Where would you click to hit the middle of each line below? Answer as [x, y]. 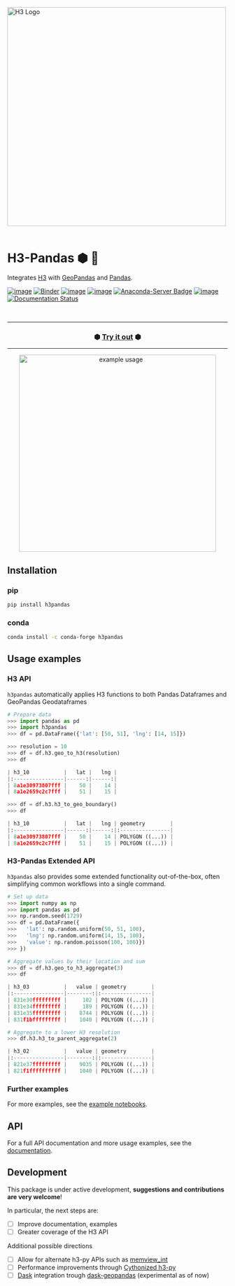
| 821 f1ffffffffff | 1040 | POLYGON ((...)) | [81, 1071]
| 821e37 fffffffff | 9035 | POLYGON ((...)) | [81, 1065]
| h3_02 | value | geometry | [81, 1051]
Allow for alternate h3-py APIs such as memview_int [92, 1259]
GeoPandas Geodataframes [47, 701]
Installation [32, 570]
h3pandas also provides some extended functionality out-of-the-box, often [114, 876]
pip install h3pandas [39, 604]
